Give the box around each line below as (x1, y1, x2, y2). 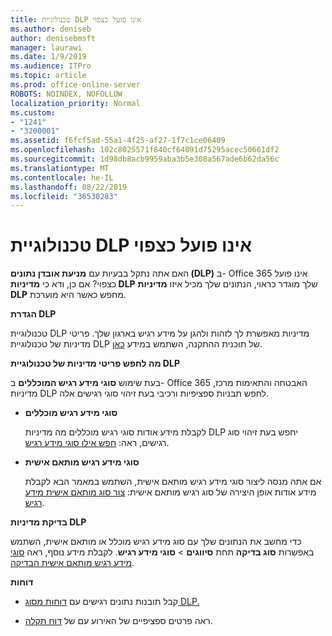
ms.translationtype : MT (10, 163, 110, 173)
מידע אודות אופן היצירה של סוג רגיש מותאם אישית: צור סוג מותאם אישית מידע (24, 486, 317, 498)
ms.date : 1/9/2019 (10, 52, 87, 62)
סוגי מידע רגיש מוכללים (24, 407, 118, 419)
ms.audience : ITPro (10, 61, 92, 71)
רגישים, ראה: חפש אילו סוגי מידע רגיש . (24, 437, 170, 449)
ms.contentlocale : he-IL (10, 172, 114, 183)
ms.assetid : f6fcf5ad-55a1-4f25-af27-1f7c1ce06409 (10, 136, 226, 146)
